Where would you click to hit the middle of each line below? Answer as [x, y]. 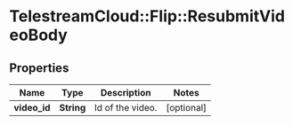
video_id [32, 108]
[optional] [187, 108]
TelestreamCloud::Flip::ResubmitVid [147, 16]
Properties [39, 68]
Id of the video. [126, 108]
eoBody [39, 35]
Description [126, 93]
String [73, 108]
